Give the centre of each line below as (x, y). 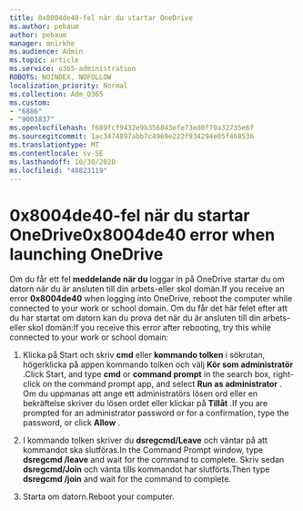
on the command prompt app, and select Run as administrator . (162, 384)
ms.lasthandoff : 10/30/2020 (63, 162)
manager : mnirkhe (42, 43)
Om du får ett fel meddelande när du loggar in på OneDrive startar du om (147, 280)
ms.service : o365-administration (73, 69)
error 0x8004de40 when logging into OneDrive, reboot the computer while (151, 299)
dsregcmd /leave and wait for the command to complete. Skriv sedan (153, 460)
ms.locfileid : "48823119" (58, 170)
